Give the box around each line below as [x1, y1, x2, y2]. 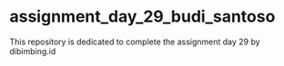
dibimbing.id [9, 45, 56, 56]
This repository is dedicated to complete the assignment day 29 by [9, 36, 261, 47]
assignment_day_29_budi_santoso [9, 6, 276, 27]
